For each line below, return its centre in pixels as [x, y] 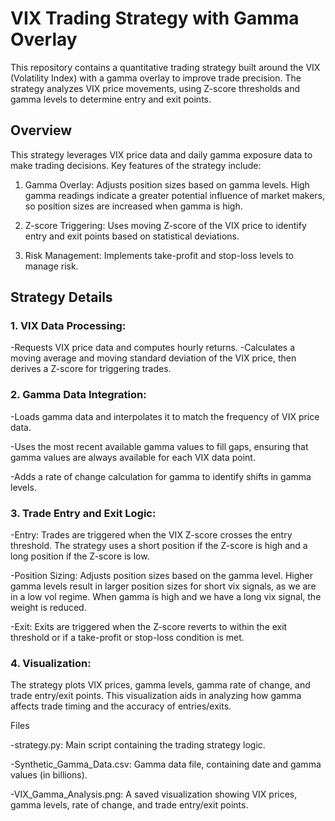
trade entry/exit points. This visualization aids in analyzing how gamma [156, 696]
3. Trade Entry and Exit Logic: [83, 513]
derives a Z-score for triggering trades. [91, 369]
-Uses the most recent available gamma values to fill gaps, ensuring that [159, 446]
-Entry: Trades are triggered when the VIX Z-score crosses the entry [151, 535]
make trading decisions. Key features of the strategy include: [136, 165]
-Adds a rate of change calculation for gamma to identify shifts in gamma [161, 476]
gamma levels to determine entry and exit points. [111, 99]
